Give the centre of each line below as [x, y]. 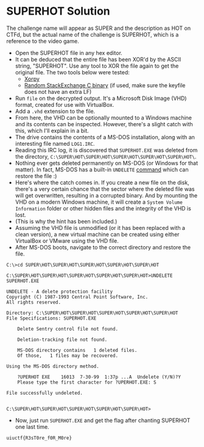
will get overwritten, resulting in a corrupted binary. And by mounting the [106, 195]
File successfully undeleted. [45, 393]
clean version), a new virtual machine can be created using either [97, 234]
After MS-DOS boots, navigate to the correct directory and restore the [103, 247]
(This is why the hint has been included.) [66, 221]
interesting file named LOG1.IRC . [55, 143]
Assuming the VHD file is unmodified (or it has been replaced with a [100, 227]
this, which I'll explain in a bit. [52, 131]
